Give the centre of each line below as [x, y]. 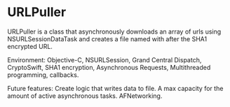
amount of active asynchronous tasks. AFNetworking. [85, 96]
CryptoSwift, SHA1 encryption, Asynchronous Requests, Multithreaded [109, 67]
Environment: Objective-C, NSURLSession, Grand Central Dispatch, [104, 59]
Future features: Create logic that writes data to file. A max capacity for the [115, 88]
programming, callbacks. [43, 75]
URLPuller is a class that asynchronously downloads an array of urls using [114, 31]
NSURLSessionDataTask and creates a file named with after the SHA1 [107, 38]
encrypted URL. [30, 46]
